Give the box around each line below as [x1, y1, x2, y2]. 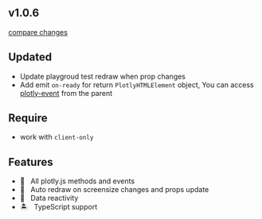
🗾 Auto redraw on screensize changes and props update [19, 185, 209, 194]
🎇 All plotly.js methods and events [19, 176, 135, 186]
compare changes [8, 27, 68, 36]
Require [8, 111, 48, 125]
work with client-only [19, 133, 94, 142]
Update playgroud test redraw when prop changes [19, 71, 186, 81]
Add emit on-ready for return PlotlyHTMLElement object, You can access [19, 79, 254, 90]
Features [8, 155, 53, 169]
